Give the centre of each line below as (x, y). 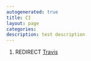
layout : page (23, 23)
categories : (21, 29)
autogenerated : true (32, 12)
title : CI (19, 18)
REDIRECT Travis (36, 52)
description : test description (46, 35)
